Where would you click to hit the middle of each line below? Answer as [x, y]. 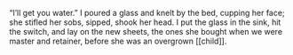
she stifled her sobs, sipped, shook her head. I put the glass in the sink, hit [145, 22]
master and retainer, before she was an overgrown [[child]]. [118, 41]
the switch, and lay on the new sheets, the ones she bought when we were [146, 31]
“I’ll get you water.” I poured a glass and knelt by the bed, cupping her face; [147, 13]
